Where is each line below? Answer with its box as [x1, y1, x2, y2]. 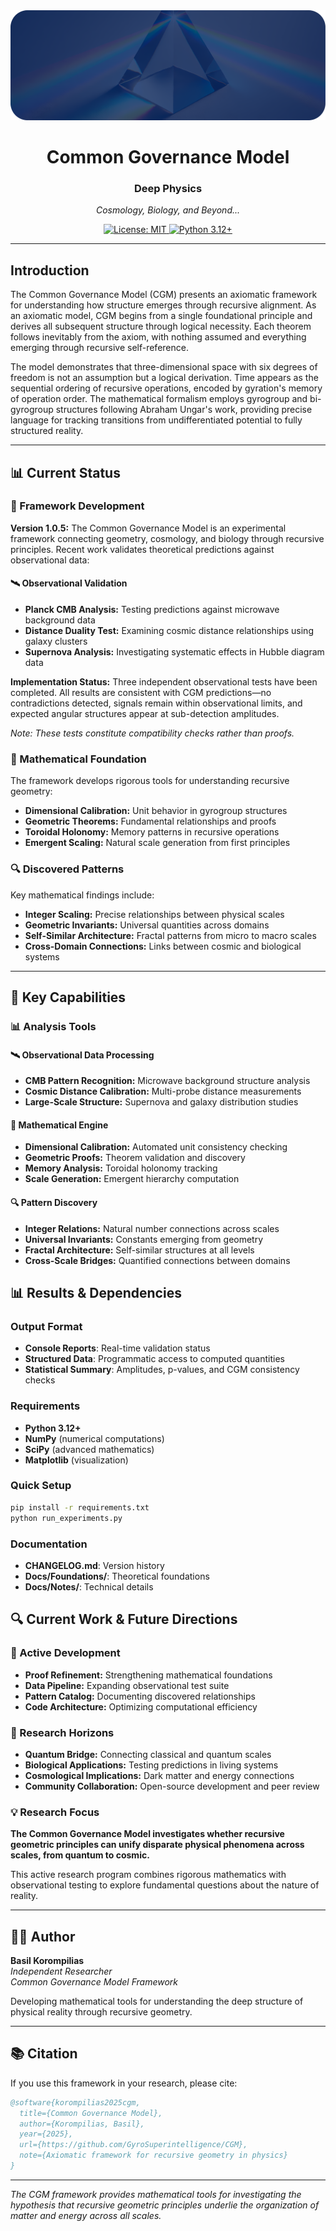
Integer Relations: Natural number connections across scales [24, 1222, 280, 1234]
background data [24, 614, 96, 626]
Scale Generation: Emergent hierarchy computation [24, 1173, 240, 1185]
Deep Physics [133, 181, 203, 195]
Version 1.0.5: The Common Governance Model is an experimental [10, 522, 287, 534]
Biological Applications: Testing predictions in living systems [24, 1759, 279, 1771]
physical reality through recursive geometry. [10, 2006, 193, 2018]
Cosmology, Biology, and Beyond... [95, 204, 241, 216]
